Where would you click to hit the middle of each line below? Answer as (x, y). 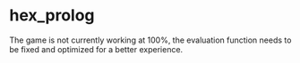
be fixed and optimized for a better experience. (96, 49)
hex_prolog (52, 16)
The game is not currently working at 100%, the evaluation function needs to (150, 40)
